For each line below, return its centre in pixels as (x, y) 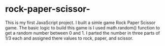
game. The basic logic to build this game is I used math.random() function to (82, 27)
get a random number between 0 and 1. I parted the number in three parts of (82, 33)
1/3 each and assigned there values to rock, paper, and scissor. (69, 38)
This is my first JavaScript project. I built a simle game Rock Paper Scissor (81, 23)
